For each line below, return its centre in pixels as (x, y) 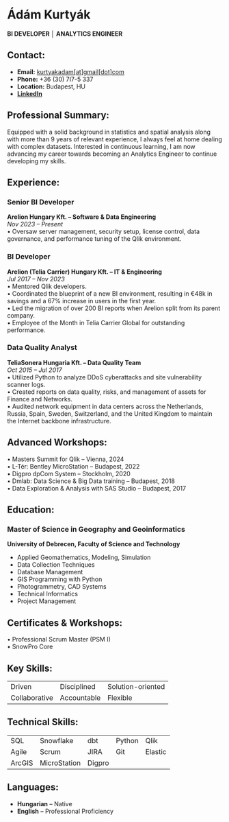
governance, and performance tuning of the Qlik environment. (94, 239)
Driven (21, 686)
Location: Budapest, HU (51, 86)
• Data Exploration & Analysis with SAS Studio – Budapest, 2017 (97, 488)
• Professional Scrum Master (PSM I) (59, 639)
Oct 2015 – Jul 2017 (35, 370)
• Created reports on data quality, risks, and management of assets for (107, 392)
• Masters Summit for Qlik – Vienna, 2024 (66, 459)
